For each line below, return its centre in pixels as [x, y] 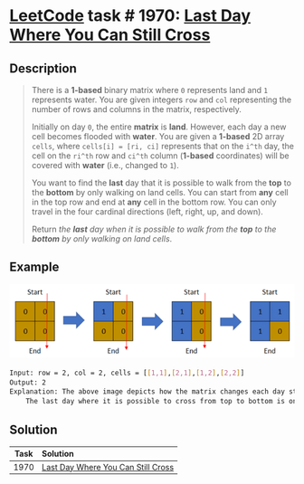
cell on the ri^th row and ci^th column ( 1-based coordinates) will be [160, 156]
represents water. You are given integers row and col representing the [161, 100]
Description [43, 68]
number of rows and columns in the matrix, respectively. [137, 109]
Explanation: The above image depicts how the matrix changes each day [147, 392]
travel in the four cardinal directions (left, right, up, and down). [147, 212]
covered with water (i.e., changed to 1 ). [105, 165]
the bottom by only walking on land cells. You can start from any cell [160, 192]
